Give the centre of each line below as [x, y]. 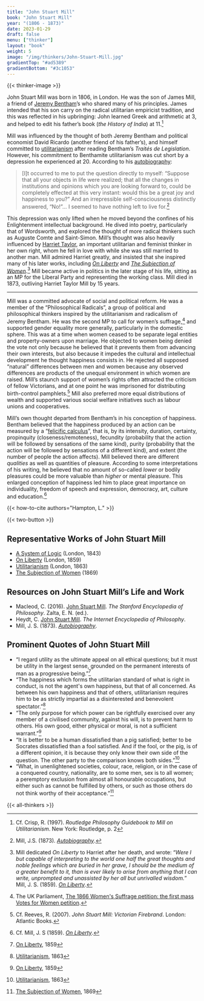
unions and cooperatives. [38, 406]
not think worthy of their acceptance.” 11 [65, 793]
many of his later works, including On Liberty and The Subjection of [91, 263]
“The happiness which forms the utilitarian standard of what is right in [103, 680]
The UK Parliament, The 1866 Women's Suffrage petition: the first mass [105, 896]
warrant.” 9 [28, 733]
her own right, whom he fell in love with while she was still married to [93, 250]
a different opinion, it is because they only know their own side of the [102, 752]
